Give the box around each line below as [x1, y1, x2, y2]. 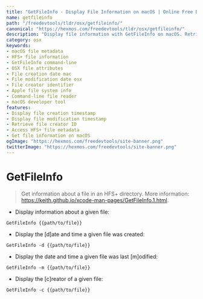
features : [6, 104, 31, 111]
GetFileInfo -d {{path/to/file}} [6, 242, 91, 248]
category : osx [6, 37, 42, 43]
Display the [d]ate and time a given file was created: [14, 231, 145, 238]
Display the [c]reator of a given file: [14, 275, 103, 282]
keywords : [6, 43, 31, 49]
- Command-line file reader [6, 93, 77, 99]
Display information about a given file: [14, 208, 110, 215]
